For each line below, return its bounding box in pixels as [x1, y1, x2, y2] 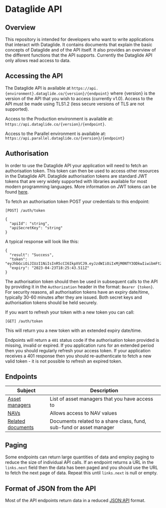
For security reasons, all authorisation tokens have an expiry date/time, [5, 289, 150, 295]
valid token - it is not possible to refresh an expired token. [5, 358, 123, 364]
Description [90, 387, 119, 394]
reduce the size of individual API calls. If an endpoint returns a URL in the [5, 459, 154, 465]
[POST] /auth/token [5, 208, 45, 213]
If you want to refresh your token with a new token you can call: [5, 309, 135, 315]
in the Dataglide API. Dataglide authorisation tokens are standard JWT [5, 173, 147, 179]
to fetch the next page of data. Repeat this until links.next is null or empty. [5, 470, 158, 476]
